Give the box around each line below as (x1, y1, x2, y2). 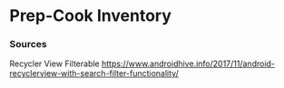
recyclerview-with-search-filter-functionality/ (9, 68, 179, 79)
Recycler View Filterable (9, 58, 100, 69)
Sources (9, 38, 47, 51)
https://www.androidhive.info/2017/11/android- (101, 58, 275, 69)
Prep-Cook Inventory (9, 5, 172, 26)
